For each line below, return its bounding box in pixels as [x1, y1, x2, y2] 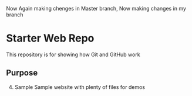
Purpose [6, 68, 38, 78]
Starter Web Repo [6, 32, 95, 45]
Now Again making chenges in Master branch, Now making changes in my [6, 5, 187, 12]
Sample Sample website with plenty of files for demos [14, 83, 146, 90]
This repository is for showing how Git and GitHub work [6, 51, 140, 58]
